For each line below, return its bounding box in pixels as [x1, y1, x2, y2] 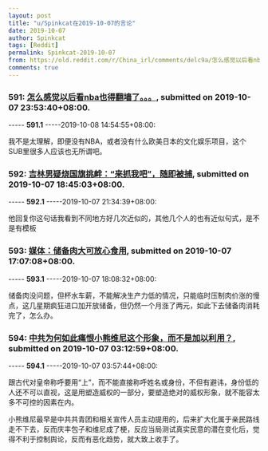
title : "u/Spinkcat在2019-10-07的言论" [8, 19, 136, 27]
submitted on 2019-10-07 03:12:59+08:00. [8, 342, 179, 354]
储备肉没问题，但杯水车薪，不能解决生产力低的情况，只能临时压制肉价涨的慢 [8, 291, 260, 300]
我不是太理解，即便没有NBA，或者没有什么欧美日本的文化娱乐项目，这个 [8, 136, 247, 146]
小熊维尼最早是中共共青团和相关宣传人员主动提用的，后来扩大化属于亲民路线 [8, 414, 260, 424]
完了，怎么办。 [8, 311, 57, 320]
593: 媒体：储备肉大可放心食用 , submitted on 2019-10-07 [8, 245, 232, 256]
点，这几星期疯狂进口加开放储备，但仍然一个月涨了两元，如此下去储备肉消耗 [8, 300, 260, 310]
